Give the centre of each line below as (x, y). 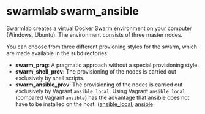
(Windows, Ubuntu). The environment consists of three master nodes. (94, 34)
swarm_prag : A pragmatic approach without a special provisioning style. (107, 65)
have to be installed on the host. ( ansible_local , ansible (84, 104)
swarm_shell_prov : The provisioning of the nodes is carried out (95, 71)
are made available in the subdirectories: (58, 53)
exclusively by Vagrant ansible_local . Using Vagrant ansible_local (100, 91)
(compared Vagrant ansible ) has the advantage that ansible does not (102, 97)
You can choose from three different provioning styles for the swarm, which (102, 47)
